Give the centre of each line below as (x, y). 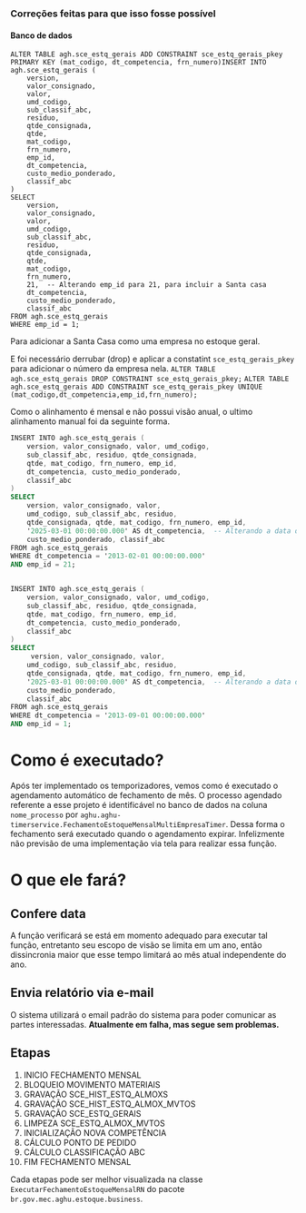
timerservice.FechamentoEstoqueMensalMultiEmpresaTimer (118, 824)
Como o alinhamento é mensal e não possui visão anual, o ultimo (132, 412)
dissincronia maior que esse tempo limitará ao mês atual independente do (148, 954)
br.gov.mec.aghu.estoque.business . (77, 1198)
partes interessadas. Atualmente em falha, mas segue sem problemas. (145, 1024)
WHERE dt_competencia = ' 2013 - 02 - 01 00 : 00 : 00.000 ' (108, 557)
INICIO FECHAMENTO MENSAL (82, 1075)
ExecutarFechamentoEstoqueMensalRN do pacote (98, 1188)
